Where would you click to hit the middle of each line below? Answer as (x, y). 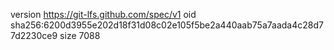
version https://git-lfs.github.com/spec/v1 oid (103, 14)
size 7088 (80, 35)
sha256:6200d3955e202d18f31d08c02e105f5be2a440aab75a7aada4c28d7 (167, 25)
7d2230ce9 (34, 35)
